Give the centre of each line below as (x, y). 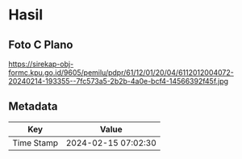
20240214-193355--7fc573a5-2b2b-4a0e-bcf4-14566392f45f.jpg (118, 81)
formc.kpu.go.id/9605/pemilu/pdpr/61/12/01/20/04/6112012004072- (121, 73)
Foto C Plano (41, 45)
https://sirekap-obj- (41, 64)
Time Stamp (35, 143)
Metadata (33, 107)
